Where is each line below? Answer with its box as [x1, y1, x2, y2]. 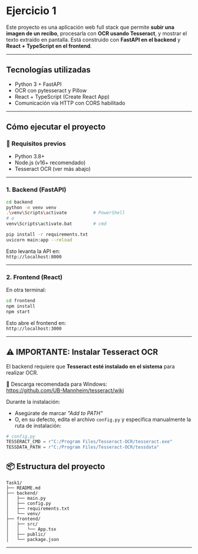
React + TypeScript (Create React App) [14, 93, 110, 100]
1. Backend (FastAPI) [6, 185, 67, 194]
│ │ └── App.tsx [6, 526, 57, 532]
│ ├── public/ [6, 532, 46, 538]
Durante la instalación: [6, 398, 61, 405]
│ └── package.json [6, 537, 60, 543]
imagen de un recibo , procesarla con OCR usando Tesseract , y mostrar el [6, 29, 187, 37]
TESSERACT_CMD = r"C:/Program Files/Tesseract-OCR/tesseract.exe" [6, 439, 173, 445]
